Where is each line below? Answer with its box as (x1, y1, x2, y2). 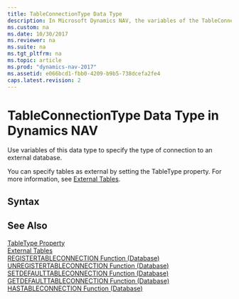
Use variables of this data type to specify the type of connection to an (7, 146, 213, 154)
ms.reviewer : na (7, 37, 55, 44)
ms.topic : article (7, 57, 62, 64)
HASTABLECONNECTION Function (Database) (7, 284, 144, 293)
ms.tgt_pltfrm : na (7, 51, 62, 58)
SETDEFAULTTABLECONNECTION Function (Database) (7, 268, 169, 278)
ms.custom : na (7, 23, 50, 31)
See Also (7, 220, 48, 232)
